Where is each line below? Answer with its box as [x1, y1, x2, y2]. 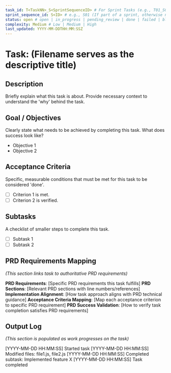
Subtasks [5, 213, 36, 221]
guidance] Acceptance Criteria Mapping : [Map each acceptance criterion [5, 296, 161, 302]
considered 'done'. [5, 181, 45, 188]
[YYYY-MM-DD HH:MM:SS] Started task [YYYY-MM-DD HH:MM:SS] [5, 345, 149, 352]
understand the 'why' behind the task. [5, 99, 85, 105]
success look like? [5, 132, 44, 138]
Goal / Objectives [5, 113, 61, 122]
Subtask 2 [12, 241, 34, 248]
